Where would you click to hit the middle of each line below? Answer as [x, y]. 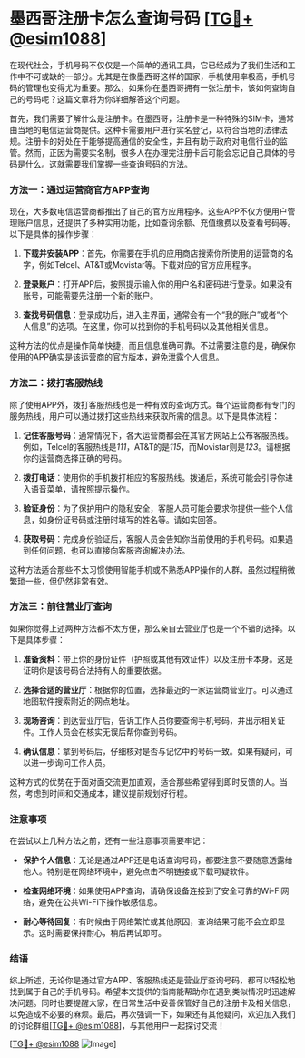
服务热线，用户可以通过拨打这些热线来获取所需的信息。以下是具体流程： [144, 416]
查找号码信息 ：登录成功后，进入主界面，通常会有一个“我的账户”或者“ [151, 315]
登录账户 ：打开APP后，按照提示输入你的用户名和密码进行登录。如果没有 [157, 284]
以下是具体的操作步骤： [53, 234]
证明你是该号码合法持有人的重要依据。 [94, 670]
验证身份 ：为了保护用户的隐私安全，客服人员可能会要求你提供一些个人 [154, 508]
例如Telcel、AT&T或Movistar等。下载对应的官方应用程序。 [148, 265]
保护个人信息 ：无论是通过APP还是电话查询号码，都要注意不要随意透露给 [157, 860]
